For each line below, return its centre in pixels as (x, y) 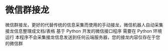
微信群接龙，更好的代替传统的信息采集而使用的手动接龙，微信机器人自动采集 (84, 25)
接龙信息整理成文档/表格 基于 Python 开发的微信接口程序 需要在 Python (78, 31)
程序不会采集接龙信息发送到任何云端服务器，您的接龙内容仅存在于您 (90, 37)
